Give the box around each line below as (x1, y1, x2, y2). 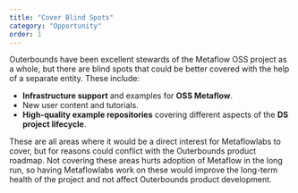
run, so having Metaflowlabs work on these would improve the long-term (9, 164, 278, 175)
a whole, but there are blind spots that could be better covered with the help (9, 63, 290, 74)
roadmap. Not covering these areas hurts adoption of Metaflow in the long (9, 155, 284, 166)
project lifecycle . (21, 119, 87, 130)
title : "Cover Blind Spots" (9, 13, 115, 22)
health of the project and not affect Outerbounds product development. (9, 174, 272, 185)
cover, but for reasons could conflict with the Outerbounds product (9, 146, 257, 156)
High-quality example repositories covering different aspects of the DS (21, 109, 289, 121)
